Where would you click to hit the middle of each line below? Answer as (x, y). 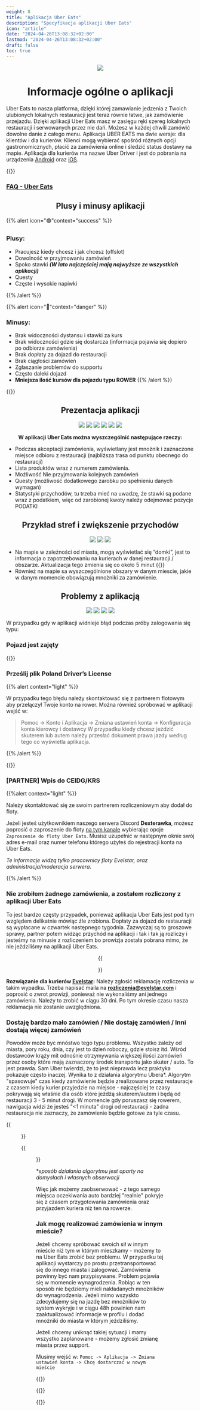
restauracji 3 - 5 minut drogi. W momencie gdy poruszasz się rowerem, (94, 1100)
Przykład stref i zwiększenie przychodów (100, 525)
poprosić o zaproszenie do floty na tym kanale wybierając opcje (85, 830)
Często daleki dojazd (41, 374)
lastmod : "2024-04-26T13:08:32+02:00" (54, 40)
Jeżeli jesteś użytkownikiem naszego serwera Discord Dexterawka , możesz (100, 823)
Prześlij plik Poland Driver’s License (59, 674)
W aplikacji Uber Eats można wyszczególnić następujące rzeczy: (100, 437)
